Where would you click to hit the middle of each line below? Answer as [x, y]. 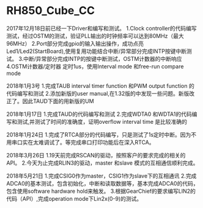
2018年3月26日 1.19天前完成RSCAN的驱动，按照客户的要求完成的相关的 [96, 155]
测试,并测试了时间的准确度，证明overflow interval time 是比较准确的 [102, 121]
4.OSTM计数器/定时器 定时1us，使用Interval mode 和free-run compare [95, 66]
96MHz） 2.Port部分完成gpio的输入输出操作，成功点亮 [75, 43]
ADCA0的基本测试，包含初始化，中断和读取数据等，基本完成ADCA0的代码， [102, 183]
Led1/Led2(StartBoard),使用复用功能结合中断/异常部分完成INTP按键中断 [96, 51]
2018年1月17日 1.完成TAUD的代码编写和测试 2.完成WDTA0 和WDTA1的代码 [99, 114]
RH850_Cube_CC [50, 11]
